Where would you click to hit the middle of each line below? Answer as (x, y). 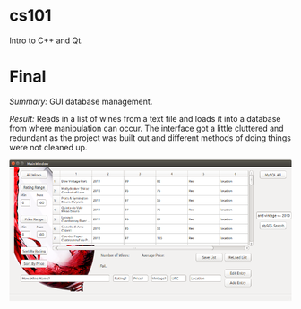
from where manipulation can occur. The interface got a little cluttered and (146, 128)
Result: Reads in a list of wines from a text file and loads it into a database (145, 118)
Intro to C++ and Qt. (46, 40)
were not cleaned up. (48, 147)
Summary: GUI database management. (81, 101)
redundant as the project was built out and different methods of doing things (150, 137)
